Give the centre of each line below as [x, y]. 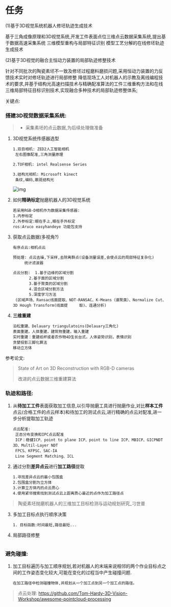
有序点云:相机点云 [29, 248]
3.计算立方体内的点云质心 [36, 488]
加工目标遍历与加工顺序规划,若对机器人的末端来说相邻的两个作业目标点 [87, 566]
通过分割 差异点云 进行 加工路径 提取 [48, 466]
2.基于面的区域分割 [46, 278]
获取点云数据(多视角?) [36, 237]
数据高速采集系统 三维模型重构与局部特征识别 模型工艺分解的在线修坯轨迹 [87, 43]
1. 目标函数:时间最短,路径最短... [45, 525]
